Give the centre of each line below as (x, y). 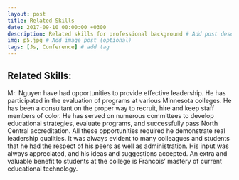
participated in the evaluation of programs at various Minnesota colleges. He (119, 100)
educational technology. (43, 169)
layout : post (27, 14)
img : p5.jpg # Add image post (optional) (70, 41)
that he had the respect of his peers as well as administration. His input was (118, 146)
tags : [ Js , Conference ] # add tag (59, 47)
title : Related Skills (41, 21)
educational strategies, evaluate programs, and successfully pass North (113, 123)
